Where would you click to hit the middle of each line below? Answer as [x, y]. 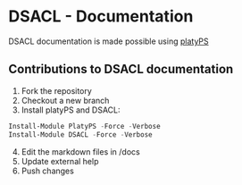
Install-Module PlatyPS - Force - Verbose [85, 126]
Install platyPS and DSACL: [71, 110]
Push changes [48, 171]
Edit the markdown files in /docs [80, 151]
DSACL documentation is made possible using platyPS [108, 41]
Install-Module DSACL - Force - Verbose [80, 135]
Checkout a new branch [65, 100]
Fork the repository [57, 90]
